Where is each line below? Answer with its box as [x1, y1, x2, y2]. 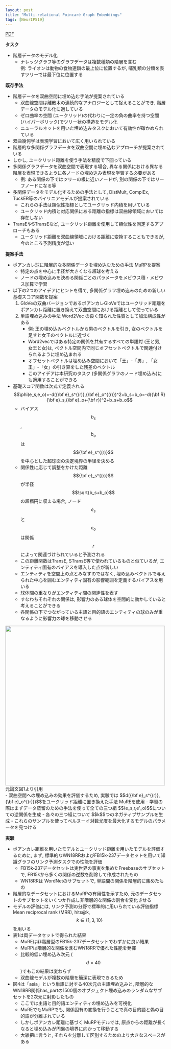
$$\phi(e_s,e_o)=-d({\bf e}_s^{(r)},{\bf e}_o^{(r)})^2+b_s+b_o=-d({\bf [13, 391, 160, 398]
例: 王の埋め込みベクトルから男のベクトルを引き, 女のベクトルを [28, 325, 163, 332]
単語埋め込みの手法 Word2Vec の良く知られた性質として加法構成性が [20, 313, 166, 319]
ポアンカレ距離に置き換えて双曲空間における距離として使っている [20, 307, 159, 313]
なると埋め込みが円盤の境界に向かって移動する [20, 1025, 119, 1032]
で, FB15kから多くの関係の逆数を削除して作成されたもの [20, 871, 139, 877]
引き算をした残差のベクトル [57, 364, 115, 370]
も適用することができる [28, 377, 78, 383]
